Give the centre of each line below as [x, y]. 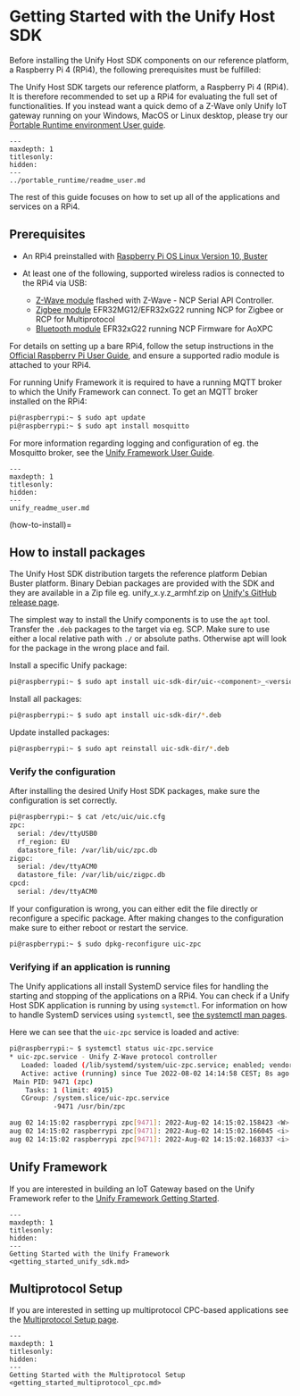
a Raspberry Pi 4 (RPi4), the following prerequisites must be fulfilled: [135, 70]
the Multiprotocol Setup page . [64, 1320]
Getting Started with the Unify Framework [89, 1254]
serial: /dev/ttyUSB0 [58, 833]
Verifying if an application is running [90, 966]
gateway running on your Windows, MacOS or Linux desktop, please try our [149, 115]
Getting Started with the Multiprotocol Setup [97, 1375]
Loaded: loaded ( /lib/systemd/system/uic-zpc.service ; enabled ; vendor [157, 1065]
